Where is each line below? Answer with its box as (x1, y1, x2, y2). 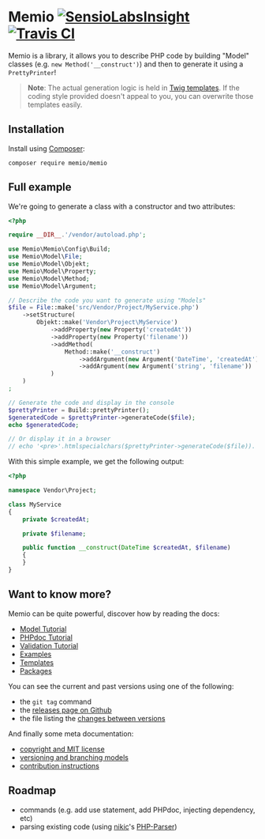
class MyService (8, 501, 62, 508)
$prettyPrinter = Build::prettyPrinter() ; (8, 406, 150, 414)
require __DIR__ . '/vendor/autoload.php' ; (8, 231, 147, 239)
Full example (8, 180, 73, 194)
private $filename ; (22, 530, 87, 538)
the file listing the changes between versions (19, 713, 166, 723)
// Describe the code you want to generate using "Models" (8, 297, 207, 304)
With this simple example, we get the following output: (8, 457, 185, 467)
